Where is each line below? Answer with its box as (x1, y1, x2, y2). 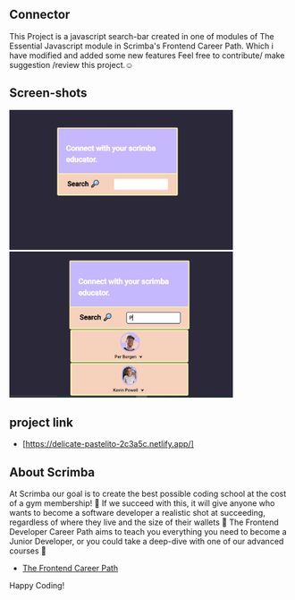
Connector (9, 7, 71, 22)
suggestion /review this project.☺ (9, 59, 134, 70)
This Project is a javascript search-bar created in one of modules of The (9, 30, 274, 41)
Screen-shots (9, 85, 88, 101)
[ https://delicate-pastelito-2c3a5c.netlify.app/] (21, 439, 194, 450)
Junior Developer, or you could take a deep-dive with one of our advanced (9, 536, 284, 547)
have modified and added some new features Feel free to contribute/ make (9, 49, 285, 61)
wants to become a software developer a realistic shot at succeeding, (9, 508, 265, 519)
